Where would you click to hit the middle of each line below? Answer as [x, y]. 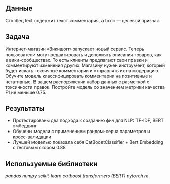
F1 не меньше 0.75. [26, 92]
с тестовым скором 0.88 [39, 148]
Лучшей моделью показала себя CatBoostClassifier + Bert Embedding [88, 142]
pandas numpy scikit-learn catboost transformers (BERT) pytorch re [77, 176]
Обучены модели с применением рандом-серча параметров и [81, 132]
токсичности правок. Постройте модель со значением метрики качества [85, 87]
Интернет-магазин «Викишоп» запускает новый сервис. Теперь [75, 49]
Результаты [25, 108]
